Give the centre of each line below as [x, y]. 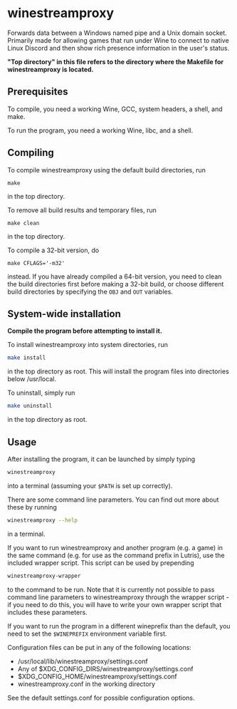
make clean [23, 223]
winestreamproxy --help [43, 520]
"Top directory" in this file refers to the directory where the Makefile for [116, 61]
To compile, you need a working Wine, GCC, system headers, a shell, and [115, 109]
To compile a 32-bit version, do [53, 250]
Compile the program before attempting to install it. [85, 331]
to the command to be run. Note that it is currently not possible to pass [111, 589]
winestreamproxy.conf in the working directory [86, 684]
